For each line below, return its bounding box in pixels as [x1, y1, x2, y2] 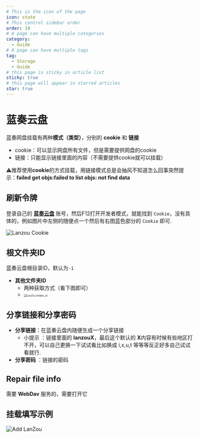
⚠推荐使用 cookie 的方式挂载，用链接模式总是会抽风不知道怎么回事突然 [6, 167, 179, 174]
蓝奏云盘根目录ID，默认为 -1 [6, 264, 74, 271]
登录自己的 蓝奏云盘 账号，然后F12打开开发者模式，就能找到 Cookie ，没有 [6, 210, 185, 217]
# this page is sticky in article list [6, 69, 105, 75]
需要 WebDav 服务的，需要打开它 [6, 391, 88, 398]
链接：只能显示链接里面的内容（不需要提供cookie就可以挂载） [14, 154, 166, 161]
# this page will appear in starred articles [6, 81, 120, 87]
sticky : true [6, 75, 38, 81]
